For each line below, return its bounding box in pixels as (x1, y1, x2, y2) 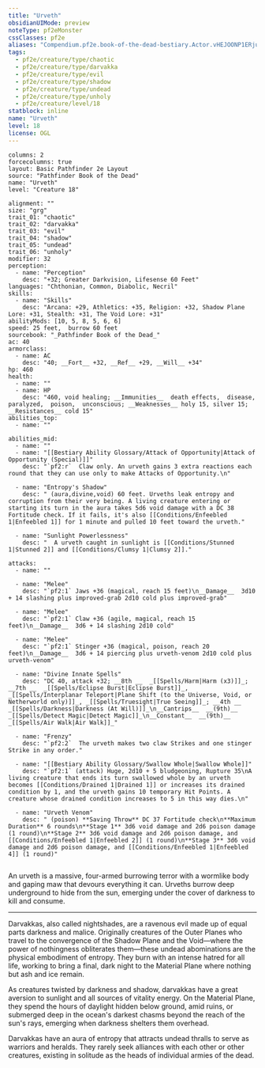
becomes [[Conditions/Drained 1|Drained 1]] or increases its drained (8, 781, 245, 789)
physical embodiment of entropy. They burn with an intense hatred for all (8, 952, 245, 962)
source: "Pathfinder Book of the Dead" (8, 172, 140, 180)
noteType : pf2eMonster (8, 26, 83, 34)
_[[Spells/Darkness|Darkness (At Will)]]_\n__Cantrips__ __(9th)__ (8, 705, 238, 713)
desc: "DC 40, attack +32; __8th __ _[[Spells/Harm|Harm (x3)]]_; (22, 677, 248, 685)
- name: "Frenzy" (15, 733, 73, 740)
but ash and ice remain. (8, 969, 84, 979)
